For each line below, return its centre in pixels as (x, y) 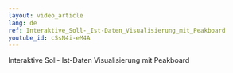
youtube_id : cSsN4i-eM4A (49, 38)
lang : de (23, 23)
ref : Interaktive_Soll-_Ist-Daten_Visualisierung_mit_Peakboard (117, 30)
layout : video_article (46, 15)
